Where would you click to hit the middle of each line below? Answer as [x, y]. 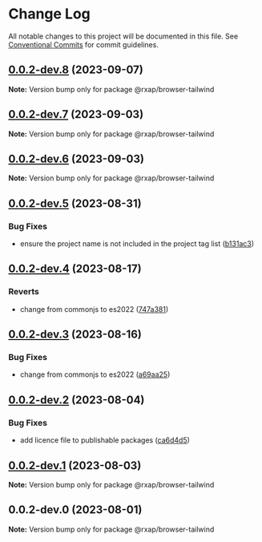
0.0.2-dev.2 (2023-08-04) [77, 400]
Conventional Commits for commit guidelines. [83, 44]
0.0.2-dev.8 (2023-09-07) [76, 70]
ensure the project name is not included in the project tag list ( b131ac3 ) [137, 244]
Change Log [49, 14]
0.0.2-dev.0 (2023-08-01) [75, 510]
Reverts [24, 292]
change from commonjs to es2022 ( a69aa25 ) [95, 374]
